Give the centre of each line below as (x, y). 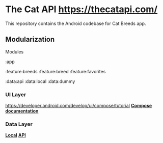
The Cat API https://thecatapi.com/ (81, 9)
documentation (22, 111)
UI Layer (16, 94)
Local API (16, 135)
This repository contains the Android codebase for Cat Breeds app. (76, 23)
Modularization (30, 39)
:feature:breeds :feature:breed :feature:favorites (56, 71)
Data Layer (19, 124)
